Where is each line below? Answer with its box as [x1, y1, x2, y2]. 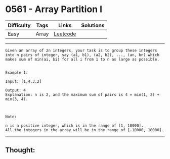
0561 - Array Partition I [5, 4, 103, 15]
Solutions [80, 22, 105, 29]
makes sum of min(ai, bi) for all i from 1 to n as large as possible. [5, 57, 159, 62]
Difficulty [8, 22, 31, 29]
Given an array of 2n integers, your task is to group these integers [5, 48, 157, 53]
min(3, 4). [5, 96, 28, 101]
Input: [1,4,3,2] [5, 79, 42, 84]
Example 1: [5, 70, 28, 75]
